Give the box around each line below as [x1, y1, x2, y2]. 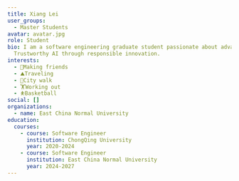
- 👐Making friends [14, 63, 69, 71]
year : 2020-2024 [26, 143, 75, 150]
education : [7, 116, 40, 123]
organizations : [7, 103, 53, 110]
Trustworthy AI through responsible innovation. [14, 51, 161, 58]
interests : [7, 57, 40, 64]
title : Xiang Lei [7, 10, 59, 18]
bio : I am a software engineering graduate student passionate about [7, 43, 218, 51]
